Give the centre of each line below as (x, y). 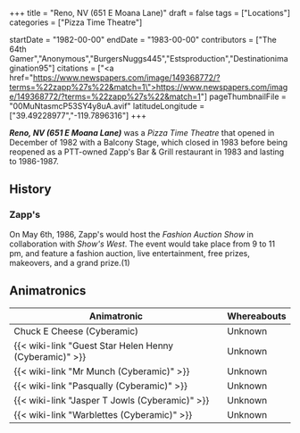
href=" (21, 78)
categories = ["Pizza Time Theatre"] (76, 22)
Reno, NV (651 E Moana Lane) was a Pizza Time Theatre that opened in (142, 133)
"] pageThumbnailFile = (244, 96)
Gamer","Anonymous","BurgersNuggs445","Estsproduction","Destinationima (149, 58)
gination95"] (32, 68)
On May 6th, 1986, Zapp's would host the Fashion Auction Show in (132, 234)
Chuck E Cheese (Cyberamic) (76, 331)
